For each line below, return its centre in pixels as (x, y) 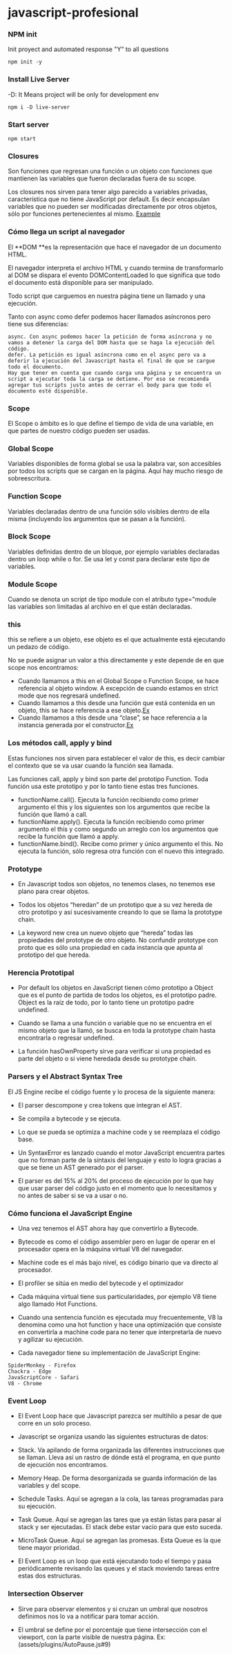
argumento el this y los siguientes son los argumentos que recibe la (114, 807)
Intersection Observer (46, 1593)
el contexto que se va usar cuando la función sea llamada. (90, 765)
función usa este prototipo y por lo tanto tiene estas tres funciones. (104, 786)
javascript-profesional (73, 13)
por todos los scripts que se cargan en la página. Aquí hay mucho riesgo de (116, 471)
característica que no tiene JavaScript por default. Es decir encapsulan (109, 199)
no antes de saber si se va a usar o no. (73, 1195)
